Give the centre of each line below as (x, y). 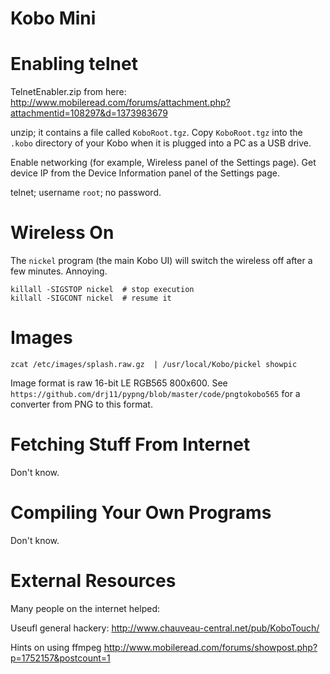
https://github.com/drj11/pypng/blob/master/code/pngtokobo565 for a (155, 393)
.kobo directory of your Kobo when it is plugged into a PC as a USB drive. (161, 143)
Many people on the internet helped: (85, 608)
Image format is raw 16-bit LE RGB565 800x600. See (119, 383)
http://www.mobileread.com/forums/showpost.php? (210, 647)
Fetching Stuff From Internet (130, 444)
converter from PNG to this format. (81, 404)
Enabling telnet (74, 64)
